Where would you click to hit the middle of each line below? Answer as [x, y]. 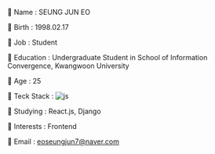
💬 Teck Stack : [31, 96]
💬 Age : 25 [24, 81]
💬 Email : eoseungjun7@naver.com [63, 141]
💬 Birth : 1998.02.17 [38, 27]
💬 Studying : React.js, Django [54, 111]
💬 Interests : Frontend [42, 126]
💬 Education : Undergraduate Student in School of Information [107, 57]
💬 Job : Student [33, 42]
